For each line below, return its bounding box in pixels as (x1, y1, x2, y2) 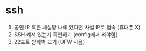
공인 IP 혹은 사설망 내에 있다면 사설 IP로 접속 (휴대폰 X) (14, 23, 141, 30)
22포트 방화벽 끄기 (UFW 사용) (14, 38, 85, 45)
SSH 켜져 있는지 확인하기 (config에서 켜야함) (14, 30, 118, 38)
